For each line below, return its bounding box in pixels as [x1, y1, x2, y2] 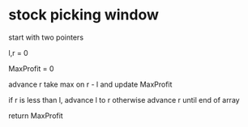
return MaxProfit [8, 111, 63, 121]
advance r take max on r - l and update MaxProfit [8, 79, 173, 89]
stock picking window [8, 6, 160, 24]
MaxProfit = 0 [8, 63, 54, 74]
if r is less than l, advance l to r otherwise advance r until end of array [8, 95, 241, 104]
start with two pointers [8, 32, 83, 42]
